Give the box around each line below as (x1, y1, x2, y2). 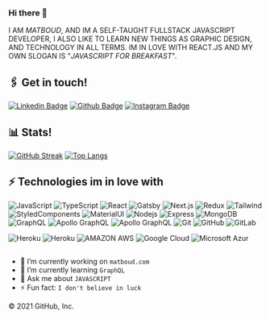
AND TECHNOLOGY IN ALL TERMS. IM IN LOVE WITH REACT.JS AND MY (8, 43, 254, 52)
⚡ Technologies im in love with (8, 175, 164, 188)
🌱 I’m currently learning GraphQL (19, 265, 125, 275)
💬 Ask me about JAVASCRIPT (19, 274, 111, 284)
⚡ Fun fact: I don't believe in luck (19, 283, 142, 292)
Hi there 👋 (8, 7, 48, 19)
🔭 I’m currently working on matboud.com (19, 257, 150, 267)
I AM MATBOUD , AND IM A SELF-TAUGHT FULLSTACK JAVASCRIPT (8, 26, 235, 35)
